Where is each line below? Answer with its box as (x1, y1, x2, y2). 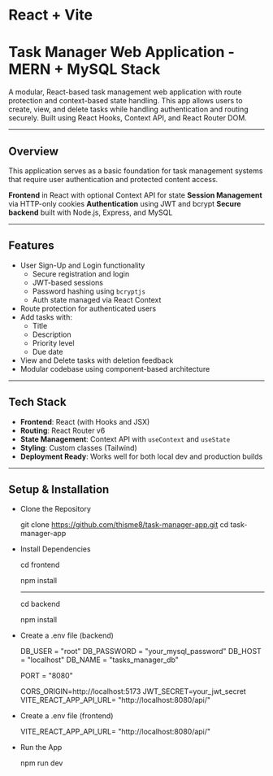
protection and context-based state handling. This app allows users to (8, 96, 243, 106)
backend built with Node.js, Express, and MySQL (8, 207, 173, 217)
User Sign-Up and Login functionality (19, 260, 145, 270)
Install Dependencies (19, 544, 91, 554)
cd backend (19, 599, 61, 609)
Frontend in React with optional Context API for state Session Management (8, 190, 262, 200)
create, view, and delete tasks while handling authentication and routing (8, 104, 249, 115)
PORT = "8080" (19, 671, 73, 681)
